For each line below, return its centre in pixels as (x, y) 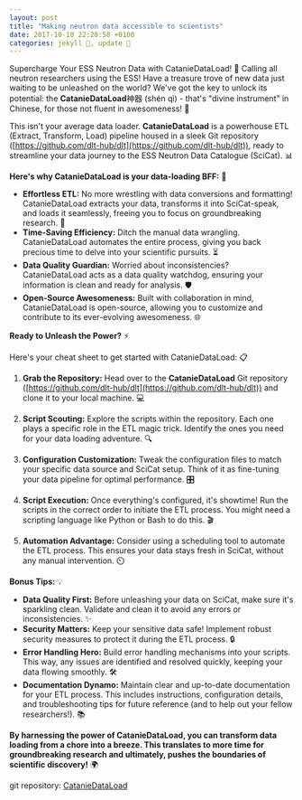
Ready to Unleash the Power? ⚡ (69, 336)
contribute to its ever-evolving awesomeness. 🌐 (111, 317)
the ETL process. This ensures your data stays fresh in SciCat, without (153, 551)
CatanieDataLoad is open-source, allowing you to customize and (142, 307)
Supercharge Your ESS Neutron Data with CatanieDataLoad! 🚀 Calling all (143, 69)
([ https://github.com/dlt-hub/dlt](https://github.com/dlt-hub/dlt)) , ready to (146, 146)
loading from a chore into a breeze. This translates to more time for (137, 745)
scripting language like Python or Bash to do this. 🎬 (118, 520)
